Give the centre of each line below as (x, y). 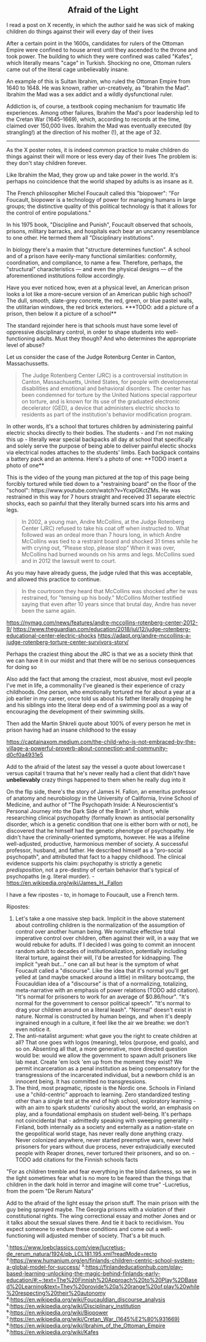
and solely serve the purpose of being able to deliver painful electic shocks (101, 446)
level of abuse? (25, 345)
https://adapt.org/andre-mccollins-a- (144, 635)
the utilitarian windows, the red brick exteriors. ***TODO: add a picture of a (102, 307)
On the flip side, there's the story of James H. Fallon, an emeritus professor (101, 791)
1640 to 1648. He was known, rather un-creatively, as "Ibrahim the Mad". (98, 88)
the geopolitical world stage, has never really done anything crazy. (99, 1133)
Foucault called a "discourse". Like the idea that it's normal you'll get (102, 970)
